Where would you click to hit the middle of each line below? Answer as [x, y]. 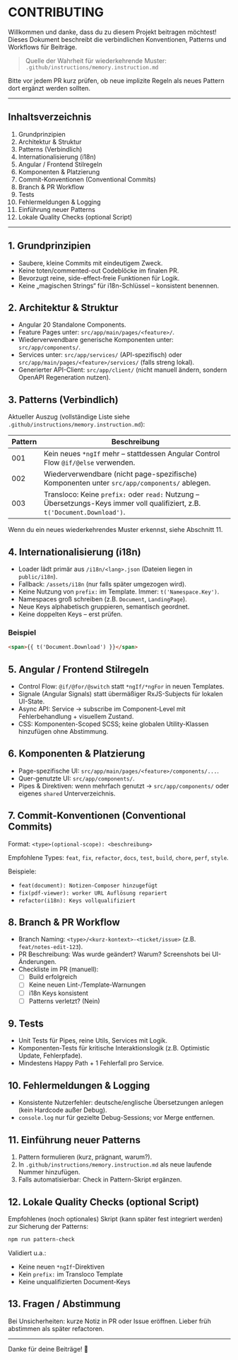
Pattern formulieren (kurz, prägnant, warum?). [85, 1157]
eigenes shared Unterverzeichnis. [67, 793]
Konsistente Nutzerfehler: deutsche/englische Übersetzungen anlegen [121, 1103]
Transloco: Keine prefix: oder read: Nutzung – [121, 494]
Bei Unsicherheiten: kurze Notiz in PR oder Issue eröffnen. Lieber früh [109, 1321]
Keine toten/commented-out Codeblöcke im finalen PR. [99, 271]
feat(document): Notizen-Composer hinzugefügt [88, 885]
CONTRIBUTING [56, 12]
